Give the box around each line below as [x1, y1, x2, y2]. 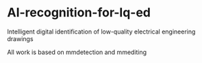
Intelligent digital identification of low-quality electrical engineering [7, 27, 196, 36]
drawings [7, 34, 34, 42]
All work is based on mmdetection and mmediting [7, 48, 147, 56]
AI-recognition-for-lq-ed [7, 5, 151, 21]
